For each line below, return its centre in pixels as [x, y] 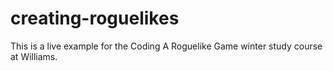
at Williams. [34, 56]
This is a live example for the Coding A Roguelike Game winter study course [166, 46]
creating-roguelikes [95, 18]
